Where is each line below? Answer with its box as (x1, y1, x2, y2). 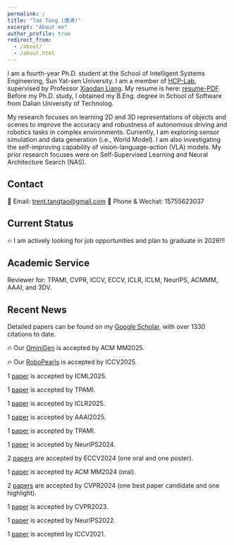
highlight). (7, 489, 37, 498)
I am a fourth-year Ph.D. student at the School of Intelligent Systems (7, 68, 206, 78)
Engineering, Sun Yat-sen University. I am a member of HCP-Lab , (7, 76, 197, 85)
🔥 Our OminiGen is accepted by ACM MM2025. (7, 344, 144, 352)
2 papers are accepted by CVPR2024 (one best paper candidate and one (7, 481, 220, 490)
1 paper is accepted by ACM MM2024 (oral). (7, 467, 136, 477)
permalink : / (7, 10, 46, 18)
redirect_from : (7, 37, 52, 44)
